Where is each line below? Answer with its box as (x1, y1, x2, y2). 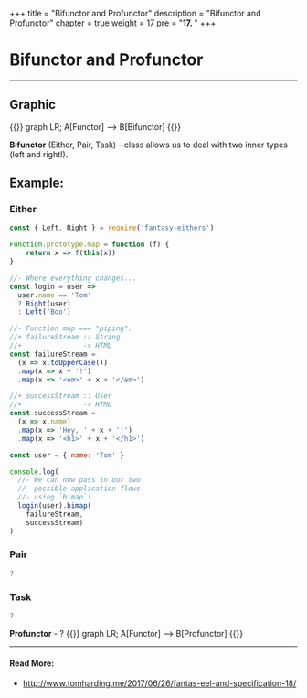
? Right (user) (17, 299, 71, 308)
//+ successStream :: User (9, 392, 112, 401)
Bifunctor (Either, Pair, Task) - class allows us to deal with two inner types (9, 139, 288, 150)
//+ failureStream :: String (9, 333, 121, 342)
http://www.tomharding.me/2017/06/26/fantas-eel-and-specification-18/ (22, 678, 297, 689)
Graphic (9, 97, 57, 113)
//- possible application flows (17, 484, 142, 493)
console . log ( (9, 467, 59, 477)
